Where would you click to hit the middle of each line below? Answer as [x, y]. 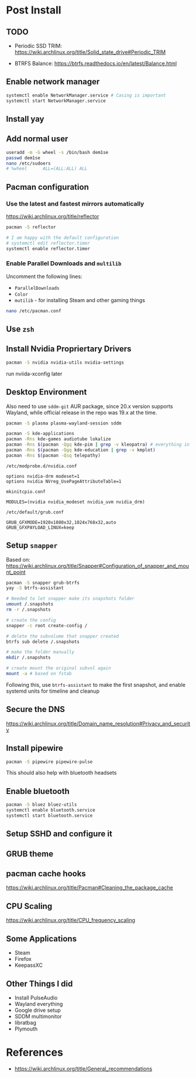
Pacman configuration [47, 187]
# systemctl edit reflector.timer [48, 243]
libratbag [25, 1022]
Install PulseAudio [36, 997]
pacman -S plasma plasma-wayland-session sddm [64, 423]
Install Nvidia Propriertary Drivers [69, 349]
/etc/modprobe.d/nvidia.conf [42, 466]
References [35, 1053]
